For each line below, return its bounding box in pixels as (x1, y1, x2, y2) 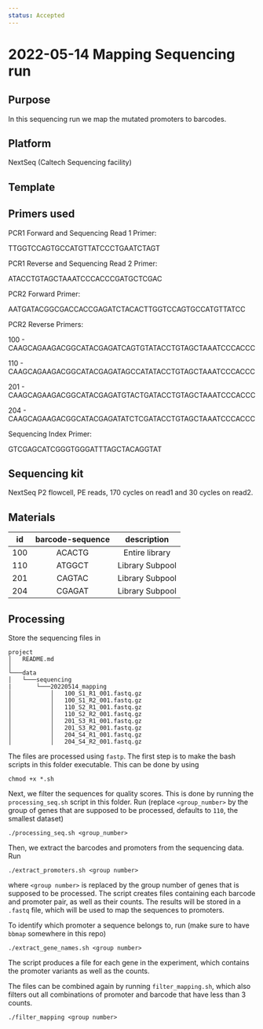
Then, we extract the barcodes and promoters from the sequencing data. (8, 843, 245, 853)
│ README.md (8, 656, 55, 663)
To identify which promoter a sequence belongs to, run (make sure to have (8, 921, 250, 930)
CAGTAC (56, 573, 89, 584)
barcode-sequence (35, 534, 110, 545)
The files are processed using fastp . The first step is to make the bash (8, 752, 236, 761)
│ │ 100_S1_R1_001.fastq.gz (8, 689, 143, 698)
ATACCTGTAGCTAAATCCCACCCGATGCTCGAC (8, 274, 163, 283)
